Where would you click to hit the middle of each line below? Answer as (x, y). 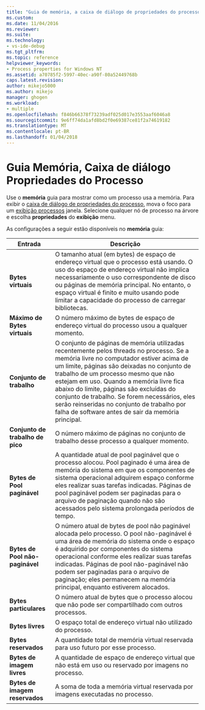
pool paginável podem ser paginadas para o (118, 493)
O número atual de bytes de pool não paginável (122, 526)
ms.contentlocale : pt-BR (38, 132)
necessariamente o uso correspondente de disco (125, 277)
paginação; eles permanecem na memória (115, 579)
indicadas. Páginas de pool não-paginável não (121, 564)
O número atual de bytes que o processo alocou (124, 597)
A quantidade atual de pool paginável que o (117, 455)
